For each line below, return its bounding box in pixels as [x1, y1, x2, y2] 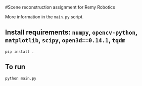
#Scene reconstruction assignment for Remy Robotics [5, 4, 115, 10]
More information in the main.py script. [5, 14, 84, 19]
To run [5, 63, 26, 71]
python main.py [5, 76, 37, 81]
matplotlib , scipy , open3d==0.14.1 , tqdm [5, 36, 126, 44]
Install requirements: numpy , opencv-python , [5, 28, 138, 37]
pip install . [5, 49, 35, 54]
